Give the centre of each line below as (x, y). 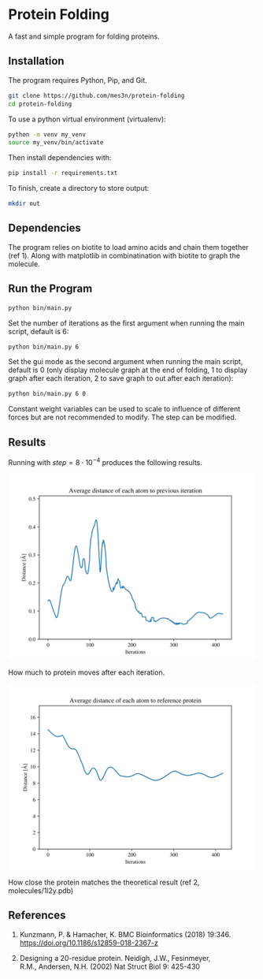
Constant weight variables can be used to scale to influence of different (124, 409)
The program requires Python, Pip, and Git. (78, 80)
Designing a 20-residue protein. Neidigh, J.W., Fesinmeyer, (115, 958)
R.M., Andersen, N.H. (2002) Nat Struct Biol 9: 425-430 (110, 966)
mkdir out (24, 204)
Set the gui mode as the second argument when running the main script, (126, 362)
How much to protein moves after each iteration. (87, 672)
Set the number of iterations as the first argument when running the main (126, 323)
